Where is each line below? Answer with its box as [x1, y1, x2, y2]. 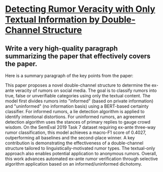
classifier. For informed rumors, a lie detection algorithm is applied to [5, 109, 145, 114]
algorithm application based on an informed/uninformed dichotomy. [5, 161, 142, 167]
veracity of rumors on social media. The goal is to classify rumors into [15, 87, 157, 93]
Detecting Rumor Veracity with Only [5, 3, 156, 15]
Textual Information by [5, 14, 100, 25]
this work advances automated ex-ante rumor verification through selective [5, 156, 159, 162]
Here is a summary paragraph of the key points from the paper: [5, 73, 134, 79]
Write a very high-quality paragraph [5, 44, 118, 52]
